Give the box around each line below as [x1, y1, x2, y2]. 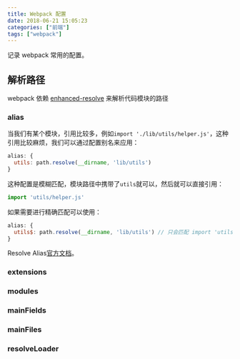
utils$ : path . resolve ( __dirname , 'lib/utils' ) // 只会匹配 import [14, 228, 211, 236]
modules [7, 286, 39, 296]
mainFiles [7, 325, 42, 335]
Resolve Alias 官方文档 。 [7, 249, 79, 258]
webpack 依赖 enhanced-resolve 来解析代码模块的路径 [7, 94, 169, 103]
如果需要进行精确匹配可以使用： [7, 208, 101, 216]
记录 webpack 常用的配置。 [7, 51, 89, 59]
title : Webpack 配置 [7, 10, 66, 18]
